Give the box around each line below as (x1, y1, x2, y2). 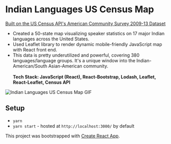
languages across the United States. (12, 36, 90, 42)
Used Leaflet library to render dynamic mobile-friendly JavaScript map (12, 41, 162, 47)
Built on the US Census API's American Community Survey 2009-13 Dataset (5, 20, 166, 27)
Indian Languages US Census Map (5, 4, 155, 15)
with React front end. (12, 46, 57, 53)
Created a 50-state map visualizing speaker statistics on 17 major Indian (12, 30, 165, 36)
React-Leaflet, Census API (12, 79, 71, 85)
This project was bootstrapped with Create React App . (5, 133, 120, 139)
